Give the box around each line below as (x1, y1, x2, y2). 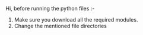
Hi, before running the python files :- (5, 5, 95, 12)
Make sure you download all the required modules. (14, 16, 138, 23)
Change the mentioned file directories (14, 23, 107, 29)
